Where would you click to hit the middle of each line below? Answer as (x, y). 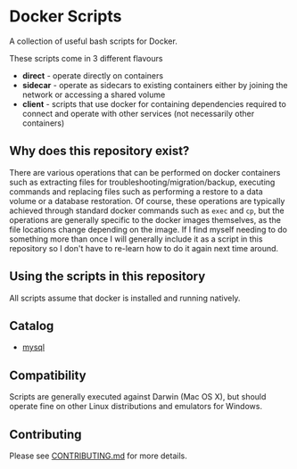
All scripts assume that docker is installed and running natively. (125, 298)
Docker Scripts (66, 16)
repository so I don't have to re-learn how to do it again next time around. (144, 248)
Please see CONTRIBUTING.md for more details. (98, 456)
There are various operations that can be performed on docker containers (145, 172)
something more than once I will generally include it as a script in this (136, 239)
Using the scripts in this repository (107, 277)
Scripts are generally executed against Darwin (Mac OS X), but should (138, 397)
